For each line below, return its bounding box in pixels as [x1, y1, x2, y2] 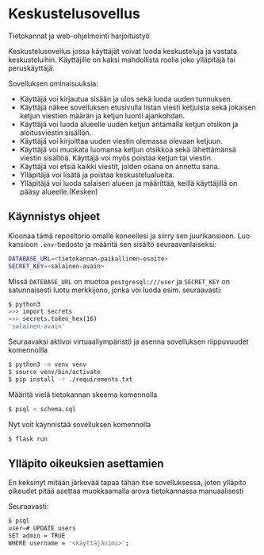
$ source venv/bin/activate [8, 368, 101, 376]
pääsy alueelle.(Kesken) [19, 187, 98, 196]
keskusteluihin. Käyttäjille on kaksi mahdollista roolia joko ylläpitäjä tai [8, 55, 235, 64]
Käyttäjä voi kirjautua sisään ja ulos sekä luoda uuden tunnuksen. [19, 94, 233, 103]
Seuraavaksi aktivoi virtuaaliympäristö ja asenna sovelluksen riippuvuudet [8, 337, 249, 346]
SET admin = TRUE [8, 531, 66, 540]
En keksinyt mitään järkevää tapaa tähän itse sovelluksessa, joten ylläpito [8, 478, 247, 488]
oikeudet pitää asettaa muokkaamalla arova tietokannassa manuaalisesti [8, 486, 244, 496]
